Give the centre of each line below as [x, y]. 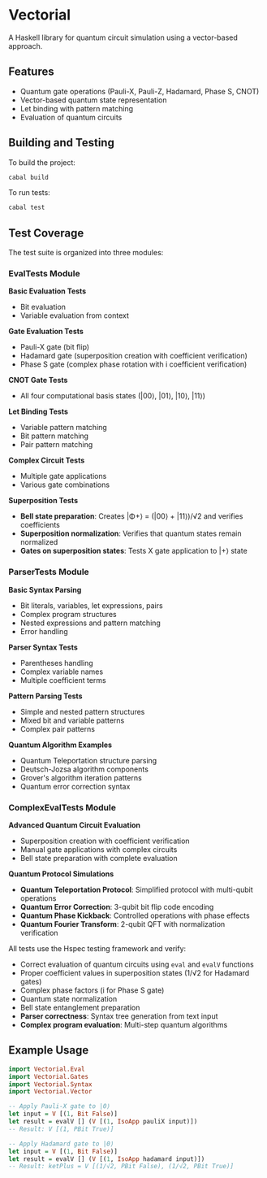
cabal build [28, 177]
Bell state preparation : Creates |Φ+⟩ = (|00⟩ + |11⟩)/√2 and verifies [131, 516]
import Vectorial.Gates [49, 1076]
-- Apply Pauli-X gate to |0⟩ [60, 1106]
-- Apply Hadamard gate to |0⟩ [61, 1144]
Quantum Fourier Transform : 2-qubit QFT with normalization [123, 924]
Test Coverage [46, 233]
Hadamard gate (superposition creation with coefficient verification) [133, 356]
